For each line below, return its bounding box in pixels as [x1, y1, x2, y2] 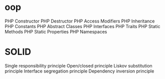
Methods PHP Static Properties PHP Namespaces [5, 28, 107, 34]
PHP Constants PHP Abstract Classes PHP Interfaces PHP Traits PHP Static [5, 23, 160, 29]
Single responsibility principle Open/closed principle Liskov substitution [5, 62, 152, 68]
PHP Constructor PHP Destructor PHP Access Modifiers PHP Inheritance [5, 18, 155, 24]
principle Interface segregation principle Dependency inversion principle [5, 68, 154, 74]
